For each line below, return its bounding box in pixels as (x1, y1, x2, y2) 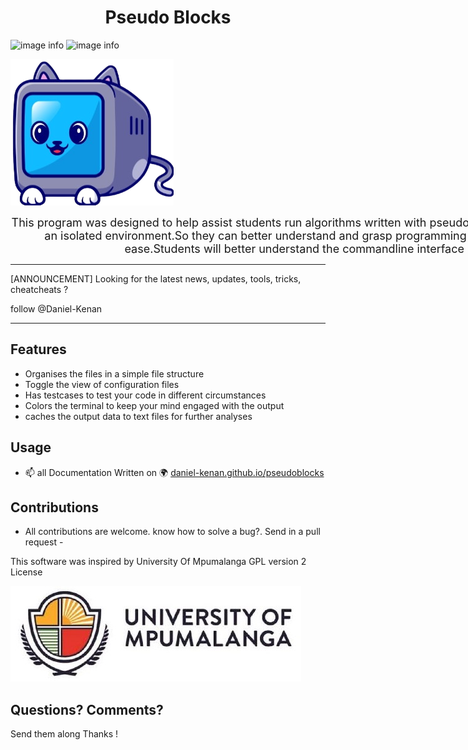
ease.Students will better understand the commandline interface (124, 241, 465, 256)
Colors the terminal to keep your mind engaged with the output (24, 399, 285, 411)
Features (10, 341, 67, 358)
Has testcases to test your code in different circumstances (24, 389, 267, 401)
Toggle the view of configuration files (24, 378, 180, 390)
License (10, 566, 43, 578)
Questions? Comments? (10, 701, 164, 718)
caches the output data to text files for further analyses (24, 410, 253, 422)
